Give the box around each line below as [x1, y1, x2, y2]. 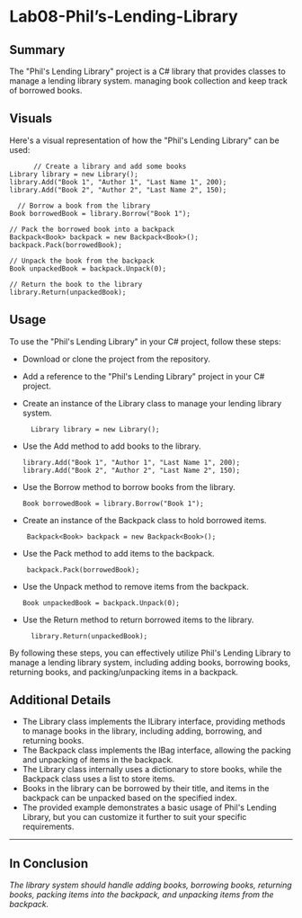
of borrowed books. [9, 85, 83, 95]
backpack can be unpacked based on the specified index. [22, 793, 237, 804]
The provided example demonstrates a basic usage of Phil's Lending [22, 802, 277, 813]
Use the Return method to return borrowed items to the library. [22, 614, 254, 625]
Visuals [9, 111, 52, 127]
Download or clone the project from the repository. [22, 353, 211, 364]
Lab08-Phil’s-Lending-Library [9, 6, 238, 27]
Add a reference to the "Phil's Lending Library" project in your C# [22, 370, 265, 381]
